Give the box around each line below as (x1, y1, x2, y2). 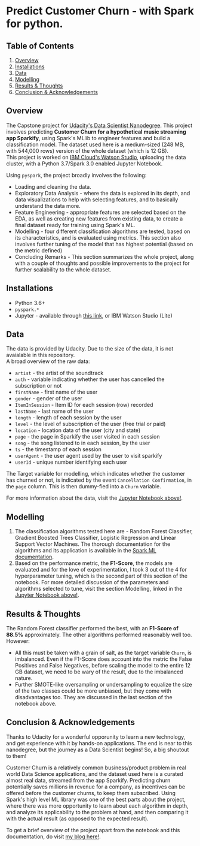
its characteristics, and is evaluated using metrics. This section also (14, 234, 181, 241)
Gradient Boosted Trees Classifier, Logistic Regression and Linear (14, 534, 177, 542)
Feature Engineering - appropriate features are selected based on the (14, 209, 186, 216)
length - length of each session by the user (14, 414, 122, 421)
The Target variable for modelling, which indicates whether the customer (6, 470, 185, 478)
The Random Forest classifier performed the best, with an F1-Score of (6, 625, 179, 632)
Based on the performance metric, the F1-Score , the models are (14, 560, 173, 567)
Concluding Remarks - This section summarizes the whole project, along (14, 253, 194, 260)
